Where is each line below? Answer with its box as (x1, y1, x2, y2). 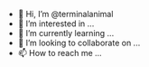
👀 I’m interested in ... (17, 18, 95, 29)
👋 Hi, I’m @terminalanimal (17, 9, 114, 19)
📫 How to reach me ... (17, 48, 102, 58)
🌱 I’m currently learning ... (17, 28, 115, 38)
